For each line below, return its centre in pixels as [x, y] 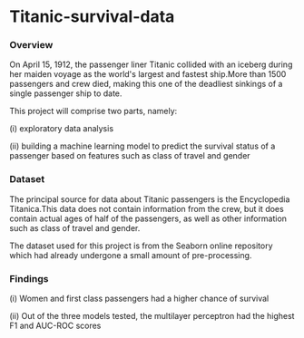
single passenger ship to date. [66, 93]
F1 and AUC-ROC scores [55, 326]
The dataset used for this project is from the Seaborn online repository [142, 246]
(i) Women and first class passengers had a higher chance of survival [139, 299]
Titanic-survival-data [92, 17]
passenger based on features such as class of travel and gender [130, 156]
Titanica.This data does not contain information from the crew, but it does [147, 208]
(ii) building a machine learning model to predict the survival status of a [142, 146]
